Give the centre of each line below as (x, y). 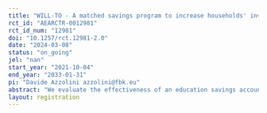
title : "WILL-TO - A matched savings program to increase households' (128, 16)
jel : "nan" (26, 60)
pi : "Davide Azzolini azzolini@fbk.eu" (74, 82)
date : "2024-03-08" (41, 45)
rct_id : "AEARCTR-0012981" (53, 23)
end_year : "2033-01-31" (48, 75)
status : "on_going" (41, 53)
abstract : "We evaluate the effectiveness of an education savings (122, 90)
